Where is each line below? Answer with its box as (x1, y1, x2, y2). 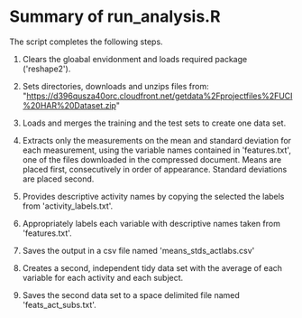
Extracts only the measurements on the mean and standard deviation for (22, 135, 291, 145)
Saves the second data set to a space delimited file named (22, 289, 241, 300)
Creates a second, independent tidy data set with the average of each (22, 262, 282, 273)
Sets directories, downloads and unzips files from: (22, 80, 209, 91)
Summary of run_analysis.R (9, 6, 221, 27)
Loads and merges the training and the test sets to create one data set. (22, 117, 287, 128)
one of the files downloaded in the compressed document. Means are (22, 154, 282, 164)
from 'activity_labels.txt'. (22, 201, 114, 211)
